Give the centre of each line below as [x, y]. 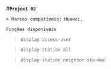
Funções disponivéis [32, 29]
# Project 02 [21, 8]
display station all [46, 50]
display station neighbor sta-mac [63, 60]
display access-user [46, 40]
